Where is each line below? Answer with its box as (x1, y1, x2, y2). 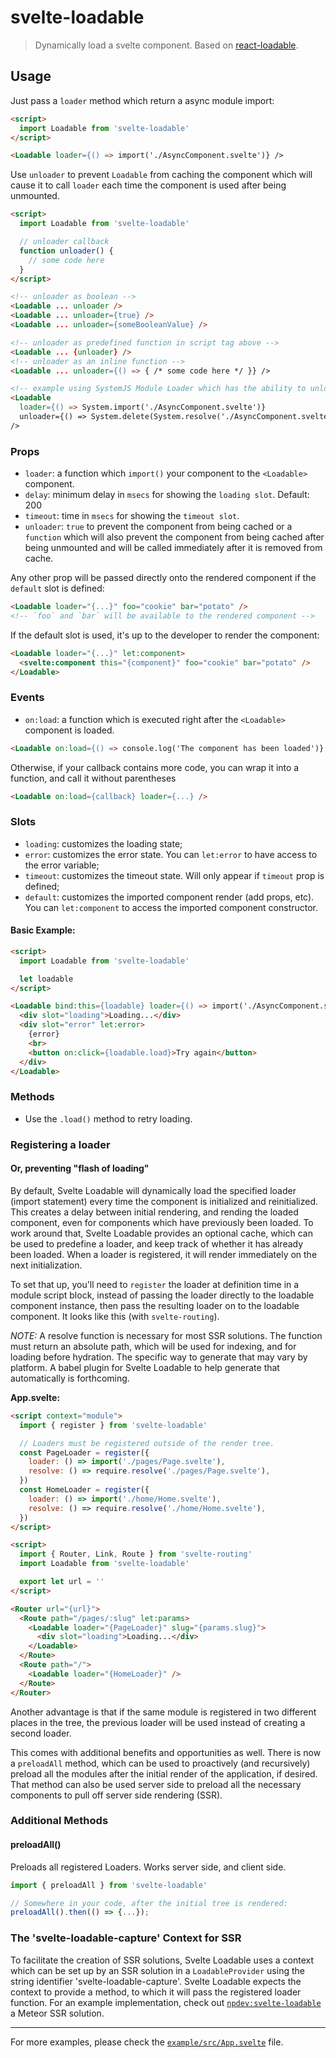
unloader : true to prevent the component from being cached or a (24, 521, 293, 533)
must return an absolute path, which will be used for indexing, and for (10, 1340, 297, 1352)
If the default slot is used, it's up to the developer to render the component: (10, 629, 320, 641)
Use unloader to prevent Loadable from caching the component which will (10, 169, 313, 181)
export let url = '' (19, 1577, 105, 1587)
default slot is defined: (10, 582, 105, 595)
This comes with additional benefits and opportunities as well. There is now (10, 1746, 322, 1758)
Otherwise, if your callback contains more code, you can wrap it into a (10, 761, 300, 773)
